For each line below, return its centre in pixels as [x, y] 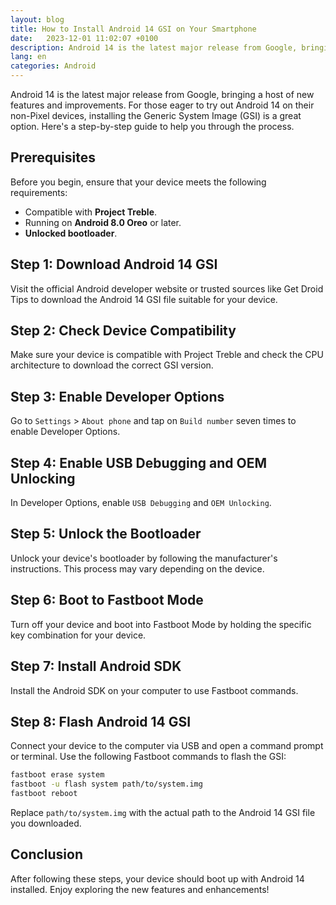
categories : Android [53, 66]
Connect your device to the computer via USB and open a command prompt [167, 746]
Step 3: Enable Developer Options [117, 396]
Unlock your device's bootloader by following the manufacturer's [144, 558]
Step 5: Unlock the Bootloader [106, 534]
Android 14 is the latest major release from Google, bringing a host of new [162, 94]
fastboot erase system [57, 775]
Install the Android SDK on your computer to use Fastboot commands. [154, 690]
